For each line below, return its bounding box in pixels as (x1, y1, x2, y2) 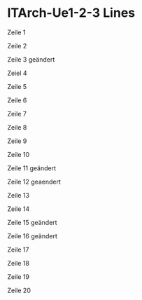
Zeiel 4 (7, 69, 27, 77)
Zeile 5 (7, 82, 27, 90)
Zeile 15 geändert (7, 218, 57, 226)
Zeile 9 (7, 137, 27, 145)
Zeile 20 (7, 286, 31, 294)
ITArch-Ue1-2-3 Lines (7, 5, 135, 21)
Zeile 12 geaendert (7, 177, 62, 186)
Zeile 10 (7, 150, 30, 158)
